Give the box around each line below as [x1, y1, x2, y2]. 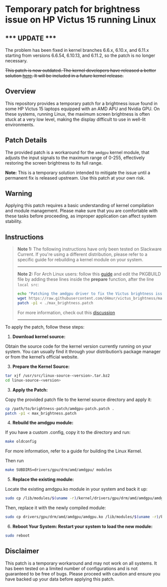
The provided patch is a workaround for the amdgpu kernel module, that [5, 149, 150, 155]
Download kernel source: [12, 333, 66, 340]
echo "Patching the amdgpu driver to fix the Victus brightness [17, 291, 154, 296]
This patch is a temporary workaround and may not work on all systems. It [5, 560, 158, 566]
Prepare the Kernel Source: [12, 363, 70, 370]
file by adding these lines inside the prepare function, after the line [17, 276, 154, 282]
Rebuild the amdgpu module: [12, 420, 74, 426]
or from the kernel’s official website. [5, 354, 79, 360]
